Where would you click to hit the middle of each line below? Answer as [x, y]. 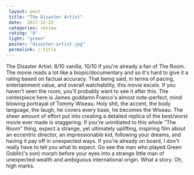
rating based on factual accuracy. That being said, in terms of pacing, [90, 78]
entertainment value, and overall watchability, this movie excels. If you [91, 85]
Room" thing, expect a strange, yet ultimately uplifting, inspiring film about [96, 128]
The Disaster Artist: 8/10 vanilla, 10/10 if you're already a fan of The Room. [96, 66]
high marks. [21, 166]
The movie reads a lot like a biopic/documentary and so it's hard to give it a [97, 72]
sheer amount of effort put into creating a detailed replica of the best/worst [97, 116]
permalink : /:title [33, 50]
